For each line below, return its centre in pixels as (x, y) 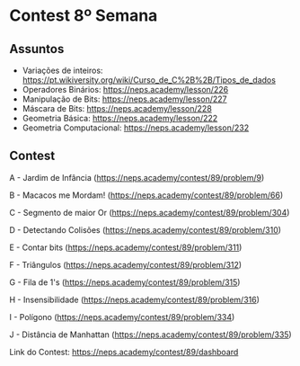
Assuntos (37, 49)
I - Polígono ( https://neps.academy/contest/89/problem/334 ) (122, 317)
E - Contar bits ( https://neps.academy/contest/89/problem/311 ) (126, 247)
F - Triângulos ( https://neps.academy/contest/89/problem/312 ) (126, 264)
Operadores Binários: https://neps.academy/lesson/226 (125, 89)
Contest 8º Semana (84, 16)
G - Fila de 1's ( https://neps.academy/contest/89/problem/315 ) (125, 282)
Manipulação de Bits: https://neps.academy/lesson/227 (124, 99)
